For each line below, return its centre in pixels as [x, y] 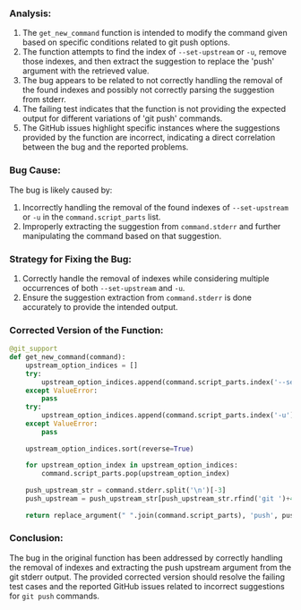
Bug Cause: [35, 170]
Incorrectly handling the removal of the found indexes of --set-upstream [155, 207]
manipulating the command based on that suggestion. [122, 236]
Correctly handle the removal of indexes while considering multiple [146, 278]
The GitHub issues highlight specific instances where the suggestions [151, 128]
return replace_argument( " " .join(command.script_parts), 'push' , [152, 515]
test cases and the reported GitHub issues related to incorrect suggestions [147, 586]
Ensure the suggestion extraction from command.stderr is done [137, 297]
